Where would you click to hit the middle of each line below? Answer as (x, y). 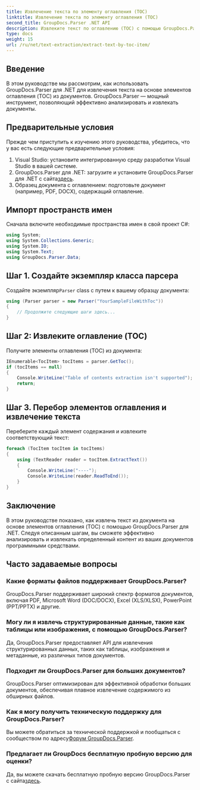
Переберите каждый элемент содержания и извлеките (76, 431)
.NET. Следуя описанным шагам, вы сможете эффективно (80, 533)
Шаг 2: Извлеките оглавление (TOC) (77, 336)
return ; (26, 384)
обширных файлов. (30, 696)
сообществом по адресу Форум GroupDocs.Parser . (70, 738)
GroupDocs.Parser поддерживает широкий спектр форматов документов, (100, 594)
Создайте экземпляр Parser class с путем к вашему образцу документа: (98, 290)
